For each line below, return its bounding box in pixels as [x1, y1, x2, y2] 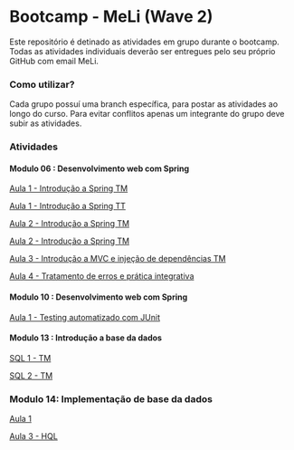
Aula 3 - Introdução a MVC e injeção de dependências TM [9, 254, 226, 264]
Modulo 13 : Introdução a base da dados [9, 332, 163, 343]
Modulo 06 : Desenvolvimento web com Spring [9, 163, 190, 174]
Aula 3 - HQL [9, 431, 59, 442]
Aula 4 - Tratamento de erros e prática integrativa [9, 271, 194, 282]
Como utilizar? [9, 78, 75, 91]
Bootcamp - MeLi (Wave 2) [9, 6, 213, 27]
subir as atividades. [9, 118, 82, 129]
